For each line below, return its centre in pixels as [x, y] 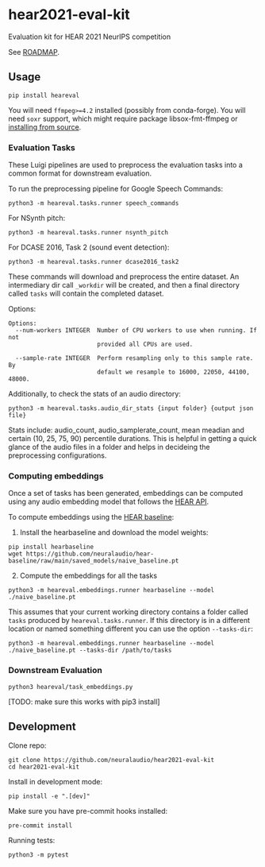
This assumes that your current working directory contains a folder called [128, 612]
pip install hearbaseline [51, 547]
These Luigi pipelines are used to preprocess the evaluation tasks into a [126, 165]
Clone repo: [27, 745]
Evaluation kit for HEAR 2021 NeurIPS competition [90, 37]
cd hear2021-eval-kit [44, 767]
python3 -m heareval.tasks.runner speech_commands [94, 203]
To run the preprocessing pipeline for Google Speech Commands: [116, 189]
